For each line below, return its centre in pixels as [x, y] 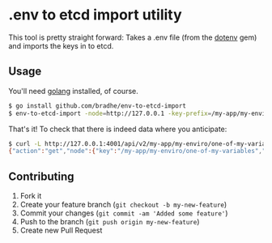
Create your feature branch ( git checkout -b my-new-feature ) [123, 205]
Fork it [31, 196]
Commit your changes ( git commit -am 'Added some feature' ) [124, 213]
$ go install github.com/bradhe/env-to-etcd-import [97, 106]
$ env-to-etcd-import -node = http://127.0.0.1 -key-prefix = [110, 113]
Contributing [41, 176]
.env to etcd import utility [95, 15]
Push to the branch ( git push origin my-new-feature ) [110, 222]
